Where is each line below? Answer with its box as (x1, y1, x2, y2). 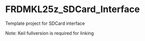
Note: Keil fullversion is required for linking (5, 30, 94, 36)
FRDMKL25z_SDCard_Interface (5, 4, 140, 15)
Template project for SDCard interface (5, 20, 85, 26)
